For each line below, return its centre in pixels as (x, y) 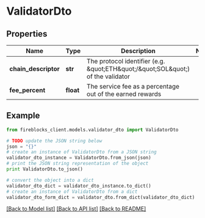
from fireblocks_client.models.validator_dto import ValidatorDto (92, 129)
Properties (27, 34)
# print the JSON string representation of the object (77, 164)
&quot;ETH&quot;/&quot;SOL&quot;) (138, 69)
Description (138, 51)
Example (23, 116)
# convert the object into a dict (50, 180)
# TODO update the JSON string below (54, 141)
